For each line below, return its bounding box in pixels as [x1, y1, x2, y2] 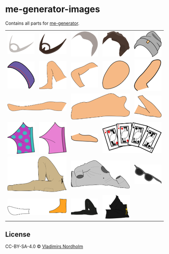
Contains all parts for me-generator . [5, 20, 79, 26]
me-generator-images [5, 4, 101, 15]
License [5, 230, 31, 239]
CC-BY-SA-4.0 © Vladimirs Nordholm [5, 243, 83, 249]
